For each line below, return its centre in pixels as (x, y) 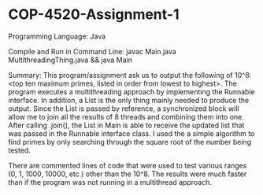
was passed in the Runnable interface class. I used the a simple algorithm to (131, 133)
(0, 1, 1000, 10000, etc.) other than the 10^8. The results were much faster (128, 174)
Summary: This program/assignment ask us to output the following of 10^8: (130, 75)
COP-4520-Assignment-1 (94, 15)
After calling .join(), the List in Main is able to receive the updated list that (126, 125)
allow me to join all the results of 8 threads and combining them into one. (126, 116)
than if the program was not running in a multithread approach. (110, 182)
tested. (20, 150)
